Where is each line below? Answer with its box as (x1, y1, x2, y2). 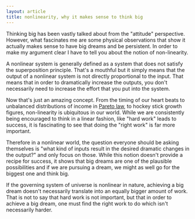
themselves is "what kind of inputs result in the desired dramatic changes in (6, 145, 190, 152)
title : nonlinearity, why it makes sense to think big (6, 14, 143, 20)
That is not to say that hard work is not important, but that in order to (6, 194, 172, 201)
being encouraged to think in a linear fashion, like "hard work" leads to (6, 115, 177, 122)
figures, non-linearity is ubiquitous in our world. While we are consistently (6, 109, 185, 116)
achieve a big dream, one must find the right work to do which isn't (6, 200, 169, 207)
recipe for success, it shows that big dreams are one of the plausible (6, 158, 172, 165)
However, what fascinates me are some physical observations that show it (6, 36, 186, 43)
